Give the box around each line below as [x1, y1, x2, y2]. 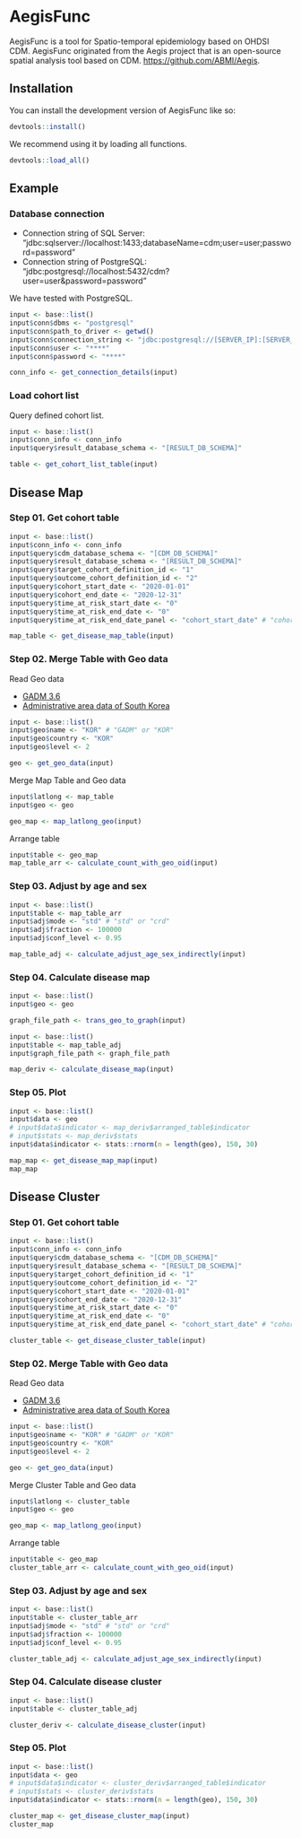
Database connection [9, 207, 105, 220]
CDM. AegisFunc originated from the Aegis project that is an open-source [9, 45, 281, 56]
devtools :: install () [9, 122, 87, 131]
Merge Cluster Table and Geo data [9, 1479, 137, 1490]
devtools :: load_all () [9, 155, 90, 165]
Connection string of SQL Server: [21, 228, 146, 239]
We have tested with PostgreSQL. [9, 293, 133, 304]
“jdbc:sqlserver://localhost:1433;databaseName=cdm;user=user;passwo [21, 238, 292, 248]
